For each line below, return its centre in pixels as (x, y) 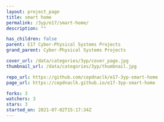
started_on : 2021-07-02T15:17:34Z (49, 110)
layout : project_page (33, 12)
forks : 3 (17, 93)
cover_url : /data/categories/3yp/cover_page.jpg (67, 61)
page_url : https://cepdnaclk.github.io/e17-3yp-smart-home (81, 83)
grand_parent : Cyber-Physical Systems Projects (66, 50)
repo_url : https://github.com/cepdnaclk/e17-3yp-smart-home (82, 77)
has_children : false (32, 39)
